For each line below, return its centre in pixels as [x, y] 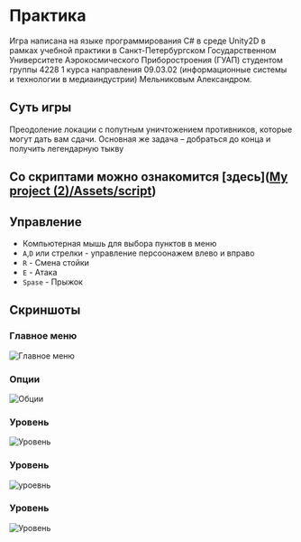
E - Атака [40, 272]
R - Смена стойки [56, 262]
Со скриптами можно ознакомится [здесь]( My [149, 177]
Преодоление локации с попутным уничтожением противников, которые [151, 129]
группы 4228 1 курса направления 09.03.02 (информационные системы [148, 70]
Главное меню [43, 336]
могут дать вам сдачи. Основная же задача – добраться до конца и [140, 139]
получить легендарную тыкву [67, 148]
